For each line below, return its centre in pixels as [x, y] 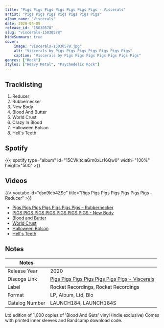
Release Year [23, 271]
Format [16, 295]
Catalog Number [26, 303]
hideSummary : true [24, 37]
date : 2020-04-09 [23, 23]
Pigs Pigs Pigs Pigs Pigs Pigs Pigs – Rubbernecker [63, 208]
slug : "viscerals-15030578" [34, 32]
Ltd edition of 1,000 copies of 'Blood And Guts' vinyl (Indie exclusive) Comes [82, 315]
